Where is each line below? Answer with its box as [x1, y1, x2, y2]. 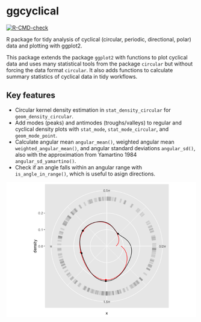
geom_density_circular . [14, 112, 74, 120]
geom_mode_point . [14, 132, 58, 139]
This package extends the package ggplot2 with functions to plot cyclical [6, 53, 188, 61]
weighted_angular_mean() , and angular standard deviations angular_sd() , [14, 144, 196, 151]
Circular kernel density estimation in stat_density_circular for [14, 106, 171, 114]
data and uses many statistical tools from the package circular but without [6, 60, 193, 67]
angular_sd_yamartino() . [14, 157, 76, 165]
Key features [6, 90, 55, 100]
